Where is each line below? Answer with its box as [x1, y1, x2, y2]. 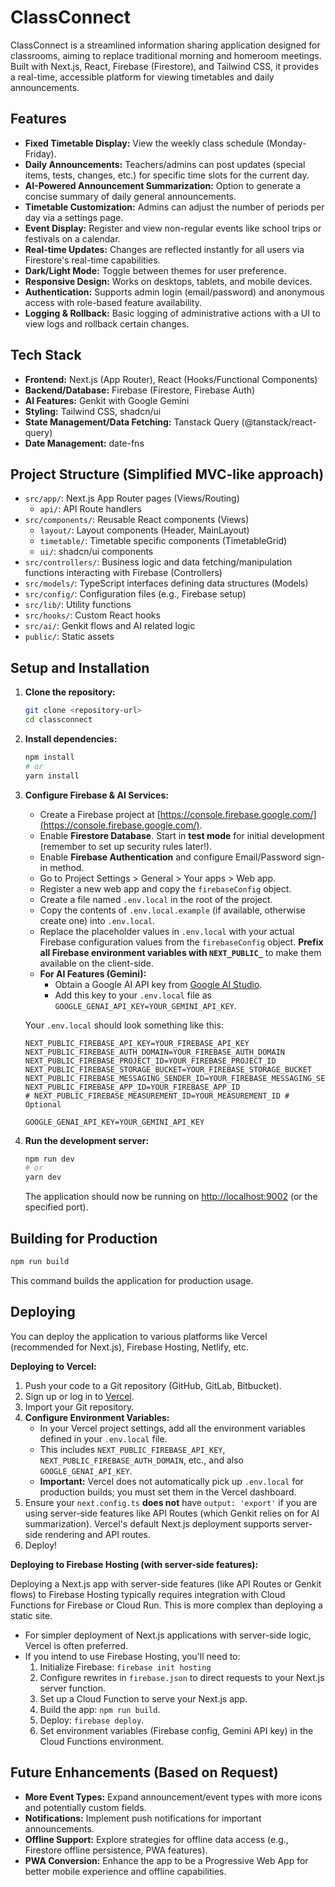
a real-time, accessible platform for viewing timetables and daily [10, 71, 275, 83]
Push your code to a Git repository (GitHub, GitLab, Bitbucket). [24, 1379, 282, 1391]
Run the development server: [24, 1134, 150, 1146]
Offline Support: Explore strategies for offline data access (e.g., [24, 1833, 289, 1845]
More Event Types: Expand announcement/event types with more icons [24, 1791, 323, 1803]
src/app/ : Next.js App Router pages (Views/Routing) [24, 492, 240, 505]
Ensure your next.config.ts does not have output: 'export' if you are [24, 1496, 318, 1508]
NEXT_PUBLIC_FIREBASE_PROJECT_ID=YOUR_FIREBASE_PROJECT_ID [24, 1056, 277, 1066]
